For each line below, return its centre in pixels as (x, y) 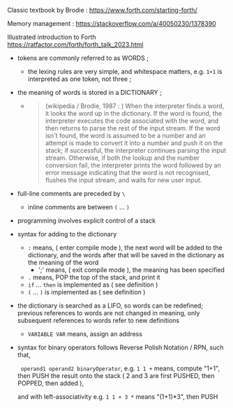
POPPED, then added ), (51, 383)
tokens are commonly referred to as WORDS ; (83, 58)
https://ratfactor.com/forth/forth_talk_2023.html (75, 44)
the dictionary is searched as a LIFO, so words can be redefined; (110, 305)
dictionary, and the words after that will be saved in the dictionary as (126, 255)
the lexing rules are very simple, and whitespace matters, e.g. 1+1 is (125, 71)
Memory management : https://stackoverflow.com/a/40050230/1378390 (112, 23)
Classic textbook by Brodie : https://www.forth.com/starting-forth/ (102, 10)
